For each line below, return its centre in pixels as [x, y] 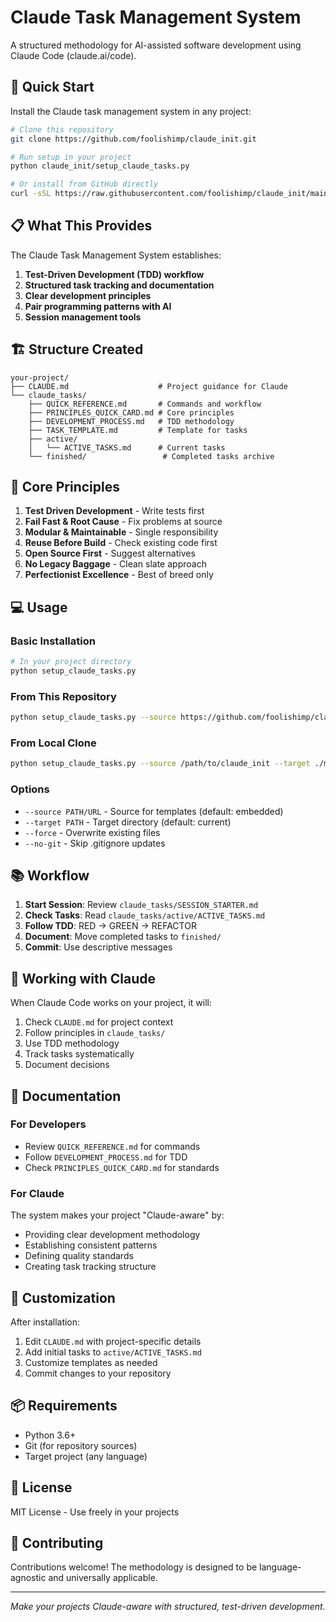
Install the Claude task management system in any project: [131, 111]
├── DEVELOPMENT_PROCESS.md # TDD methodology [131, 421]
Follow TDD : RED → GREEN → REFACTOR [110, 926]
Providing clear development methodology [112, 1235]
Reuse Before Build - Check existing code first [121, 543]
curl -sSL [31, 194]
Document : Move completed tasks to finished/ [123, 937]
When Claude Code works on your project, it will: [111, 1003]
